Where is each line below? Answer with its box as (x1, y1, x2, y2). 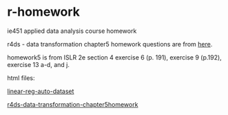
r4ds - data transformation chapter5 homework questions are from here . (7, 40, 213, 48)
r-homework (7, 4, 81, 20)
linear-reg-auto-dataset (7, 87, 74, 95)
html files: (7, 73, 35, 82)
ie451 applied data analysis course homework (7, 27, 137, 35)
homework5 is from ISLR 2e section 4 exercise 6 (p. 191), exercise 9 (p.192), (7, 53, 222, 62)
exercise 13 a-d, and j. (7, 60, 70, 68)
